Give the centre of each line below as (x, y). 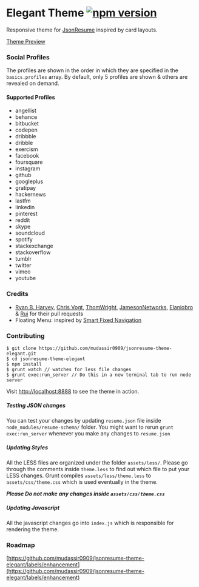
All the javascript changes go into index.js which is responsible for (90, 523)
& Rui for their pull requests (49, 314)
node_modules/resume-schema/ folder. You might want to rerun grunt (90, 427)
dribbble (25, 136)
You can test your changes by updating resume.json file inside (84, 421)
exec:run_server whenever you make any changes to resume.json (88, 433)
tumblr (23, 259)
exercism (26, 149)
